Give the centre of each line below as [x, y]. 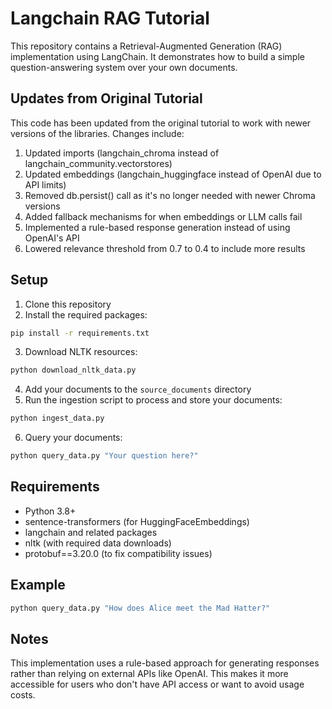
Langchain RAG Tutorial [110, 18]
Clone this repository [68, 304]
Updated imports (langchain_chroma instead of [122, 153]
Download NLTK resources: [81, 352]
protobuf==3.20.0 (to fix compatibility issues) [118, 553]
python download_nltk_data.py [73, 370]
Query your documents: [73, 438]
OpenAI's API [52, 238]
